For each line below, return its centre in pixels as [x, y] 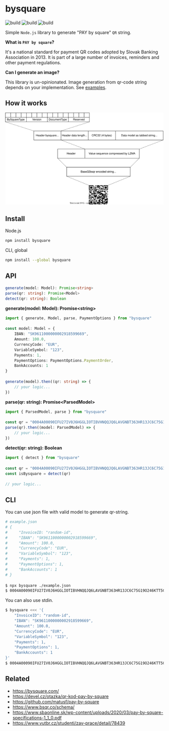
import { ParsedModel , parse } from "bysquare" [56, 412]
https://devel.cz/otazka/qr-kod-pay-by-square [61, 696]
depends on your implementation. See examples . [56, 87]
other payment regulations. [33, 62]
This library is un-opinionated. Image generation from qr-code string [76, 82]
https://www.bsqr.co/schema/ [44, 707]
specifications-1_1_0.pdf [37, 717]
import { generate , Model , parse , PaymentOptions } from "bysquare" [78, 318]
